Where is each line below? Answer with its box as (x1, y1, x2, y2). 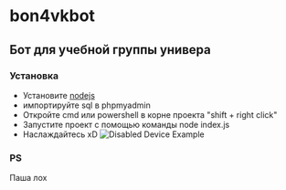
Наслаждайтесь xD (22, 129, 98, 140)
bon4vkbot (9, 5, 96, 26)
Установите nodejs (22, 90, 96, 100)
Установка (9, 69, 59, 82)
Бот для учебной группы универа (9, 42, 212, 58)
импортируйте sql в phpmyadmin (22, 100, 151, 111)
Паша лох (9, 173, 48, 184)
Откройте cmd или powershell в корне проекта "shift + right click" (22, 109, 278, 120)
